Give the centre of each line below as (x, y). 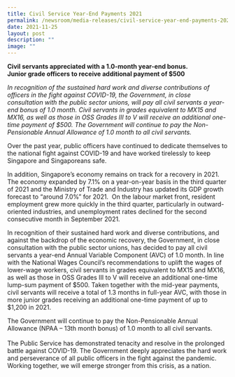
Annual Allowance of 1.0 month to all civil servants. (118, 132)
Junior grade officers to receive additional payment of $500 (96, 74)
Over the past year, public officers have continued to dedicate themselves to (117, 146)
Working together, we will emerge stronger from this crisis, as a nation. (109, 365)
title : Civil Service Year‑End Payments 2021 (74, 14)
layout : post (26, 33)
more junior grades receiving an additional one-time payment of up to (107, 300)
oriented (19, 212)
